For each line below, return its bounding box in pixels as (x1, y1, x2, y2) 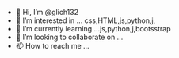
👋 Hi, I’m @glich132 (15, 8, 79, 16)
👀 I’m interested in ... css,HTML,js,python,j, (15, 16, 156, 25)
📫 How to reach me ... (15, 42, 89, 50)
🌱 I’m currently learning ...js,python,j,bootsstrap (15, 24, 171, 33)
